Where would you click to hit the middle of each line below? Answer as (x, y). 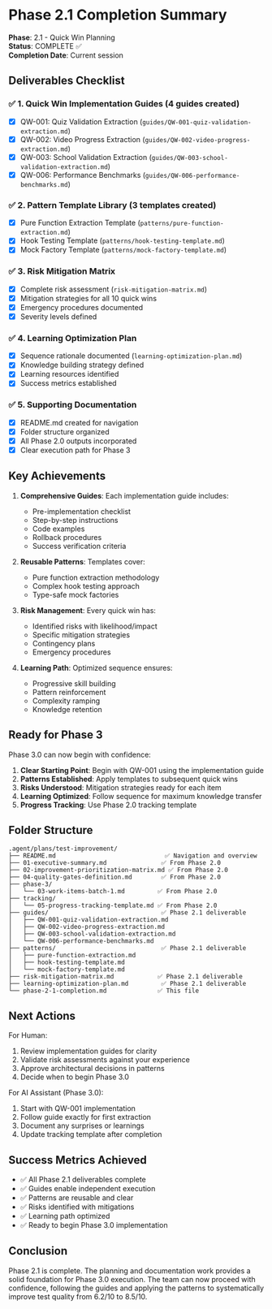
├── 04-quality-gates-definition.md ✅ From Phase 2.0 (115, 877)
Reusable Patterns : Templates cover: (83, 561)
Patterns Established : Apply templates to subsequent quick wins (129, 779)
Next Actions (42, 1015)
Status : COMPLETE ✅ (45, 45)
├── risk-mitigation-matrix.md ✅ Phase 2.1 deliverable (126, 977)
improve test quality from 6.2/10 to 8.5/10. (78, 1296)
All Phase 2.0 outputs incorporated (78, 441)
